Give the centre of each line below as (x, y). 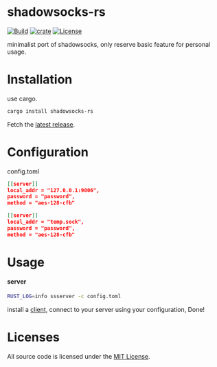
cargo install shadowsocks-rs (50, 111)
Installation (40, 80)
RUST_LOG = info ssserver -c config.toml (64, 297)
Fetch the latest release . (41, 124)
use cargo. (22, 98)
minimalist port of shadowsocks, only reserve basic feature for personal (109, 44)
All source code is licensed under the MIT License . (79, 356)
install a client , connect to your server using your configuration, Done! (106, 309)
